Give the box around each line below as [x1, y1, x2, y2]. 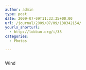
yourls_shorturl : [5, 25, 40, 30]
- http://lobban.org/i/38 [9, 29, 62, 34]
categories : [5, 34, 29, 39]
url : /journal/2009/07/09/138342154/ [5, 20, 82, 26]
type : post [5, 12, 27, 16]
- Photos [9, 39, 27, 43]
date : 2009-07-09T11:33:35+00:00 [5, 16, 73, 21]
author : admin [5, 7, 34, 12]
